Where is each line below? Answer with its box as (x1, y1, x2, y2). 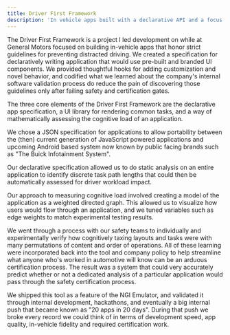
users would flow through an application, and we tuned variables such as (7, 206, 214, 214)
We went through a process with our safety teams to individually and (7, 226, 201, 235)
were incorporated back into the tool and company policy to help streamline (7, 248, 222, 257)
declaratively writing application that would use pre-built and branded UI (7, 57, 212, 65)
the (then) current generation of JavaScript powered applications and (7, 135, 204, 143)
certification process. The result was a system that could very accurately (7, 263, 214, 271)
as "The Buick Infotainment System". (7, 149, 111, 158)
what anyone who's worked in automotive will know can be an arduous (7, 255, 207, 263)
